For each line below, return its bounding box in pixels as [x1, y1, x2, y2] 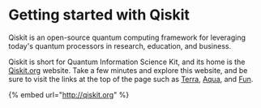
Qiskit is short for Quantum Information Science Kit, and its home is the [8, 57, 246, 67]
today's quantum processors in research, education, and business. [8, 41, 232, 50]
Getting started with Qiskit [8, 6, 190, 24]
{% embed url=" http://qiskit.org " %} [8, 89, 130, 99]
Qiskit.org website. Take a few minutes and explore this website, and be [8, 65, 248, 75]
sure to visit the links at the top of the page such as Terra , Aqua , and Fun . [8, 74, 254, 84]
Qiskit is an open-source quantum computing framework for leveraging [8, 32, 246, 42]
